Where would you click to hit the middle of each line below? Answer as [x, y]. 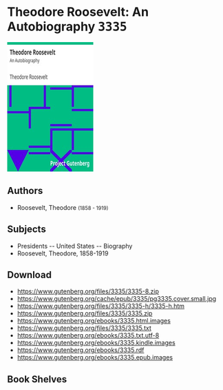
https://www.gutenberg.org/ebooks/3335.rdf [81, 350]
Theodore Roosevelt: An [78, 12]
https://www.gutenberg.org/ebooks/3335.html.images [94, 321]
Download [29, 274]
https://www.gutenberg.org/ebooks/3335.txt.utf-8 [88, 335]
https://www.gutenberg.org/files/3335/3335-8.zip [88, 291]
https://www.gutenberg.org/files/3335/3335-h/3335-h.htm [100, 306]
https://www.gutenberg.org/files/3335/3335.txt [84, 328]
